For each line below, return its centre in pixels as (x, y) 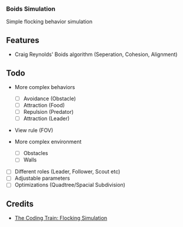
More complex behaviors (45, 87)
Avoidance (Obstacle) (50, 98)
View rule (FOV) (34, 130)
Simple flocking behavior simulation (49, 22)
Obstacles (36, 153)
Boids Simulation (31, 9)
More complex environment (48, 142)
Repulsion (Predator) (49, 112)
